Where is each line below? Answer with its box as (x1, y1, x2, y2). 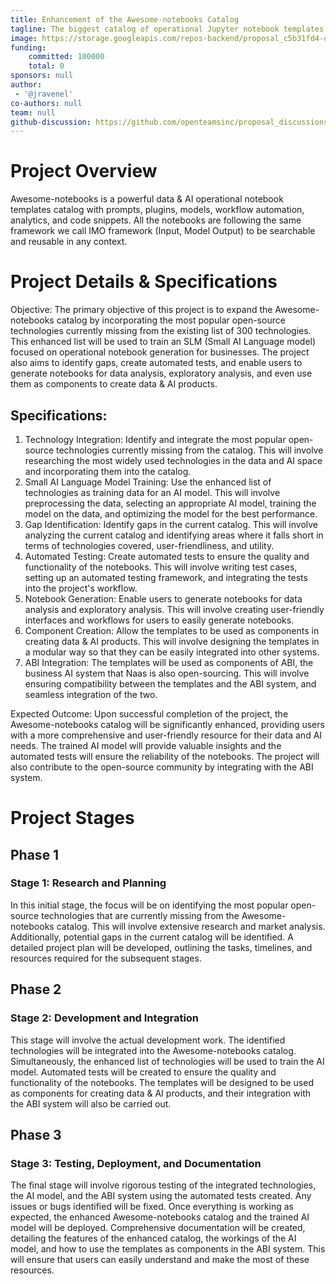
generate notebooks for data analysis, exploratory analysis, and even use (10, 367, 313, 380)
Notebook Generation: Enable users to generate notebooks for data (24, 592, 303, 605)
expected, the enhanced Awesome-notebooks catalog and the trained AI (10, 1211, 310, 1223)
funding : (10, 42, 47, 53)
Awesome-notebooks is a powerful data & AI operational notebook (10, 193, 284, 205)
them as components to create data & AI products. (10, 378, 218, 390)
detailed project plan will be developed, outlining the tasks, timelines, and (10, 941, 313, 953)
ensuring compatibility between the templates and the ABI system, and (24, 677, 317, 690)
